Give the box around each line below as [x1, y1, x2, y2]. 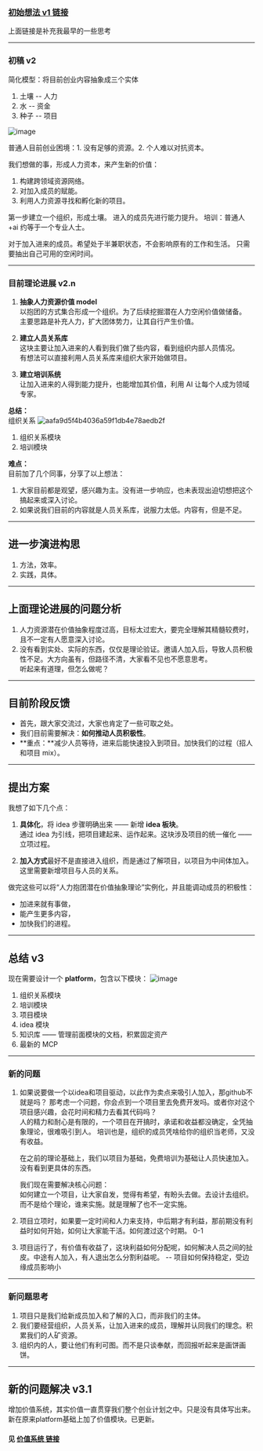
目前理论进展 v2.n [8, 277, 76, 288]
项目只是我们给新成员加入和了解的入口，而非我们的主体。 [19, 1310, 205, 1320]
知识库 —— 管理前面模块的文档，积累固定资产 [19, 1029, 168, 1039]
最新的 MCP [19, 1039, 59, 1049]
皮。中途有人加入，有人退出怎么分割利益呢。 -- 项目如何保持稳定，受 [19, 1252, 243, 1262]
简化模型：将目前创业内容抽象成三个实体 [8, 75, 139, 84]
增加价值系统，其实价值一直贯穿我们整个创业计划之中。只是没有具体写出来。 [8, 1405, 255, 1414]
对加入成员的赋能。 [19, 186, 82, 196]
